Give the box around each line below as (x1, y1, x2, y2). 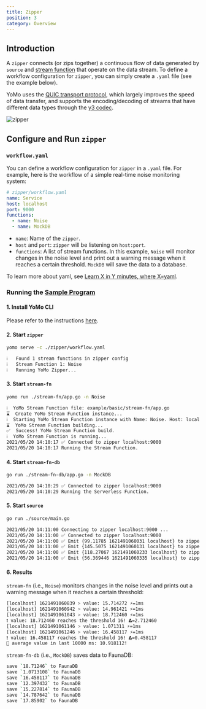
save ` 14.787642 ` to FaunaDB (6, 692, 81, 698)
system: (6, 177, 26, 185)
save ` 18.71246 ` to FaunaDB (6, 664, 78, 670)
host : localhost (6, 201, 48, 207)
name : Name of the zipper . (15, 234, 81, 242)
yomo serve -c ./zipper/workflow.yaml (6, 344, 105, 351)
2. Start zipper (6, 331, 44, 338)
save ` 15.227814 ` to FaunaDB (6, 686, 81, 692)
